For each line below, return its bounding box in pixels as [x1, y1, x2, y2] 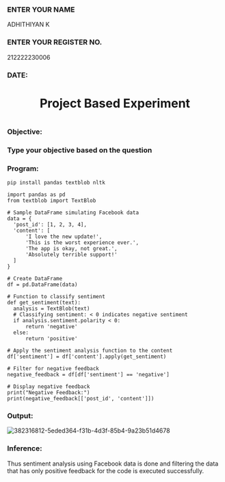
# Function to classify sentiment [7, 293, 106, 300]
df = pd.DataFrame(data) [7, 281, 78, 289]
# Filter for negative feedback [7, 365, 99, 372]
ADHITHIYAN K [7, 21, 50, 29]
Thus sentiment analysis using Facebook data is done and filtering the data [7, 459, 219, 468]
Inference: [7, 444, 42, 453]
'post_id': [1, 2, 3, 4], [13, 221, 88, 228]
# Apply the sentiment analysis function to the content [7, 348, 173, 354]
